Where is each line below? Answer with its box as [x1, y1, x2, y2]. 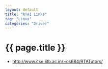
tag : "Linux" [5, 16, 32, 21]
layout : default [5, 7, 38, 12]
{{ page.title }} [5, 42, 66, 53]
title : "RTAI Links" [5, 12, 48, 17]
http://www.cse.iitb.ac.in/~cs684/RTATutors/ [12, 59, 103, 65]
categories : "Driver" [5, 21, 50, 26]
